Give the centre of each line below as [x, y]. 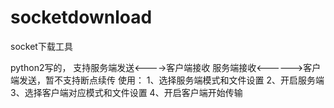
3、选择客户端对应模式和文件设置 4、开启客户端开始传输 [126, 92]
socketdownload [81, 17]
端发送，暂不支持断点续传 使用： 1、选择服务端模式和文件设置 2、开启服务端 [167, 80]
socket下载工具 [41, 46]
